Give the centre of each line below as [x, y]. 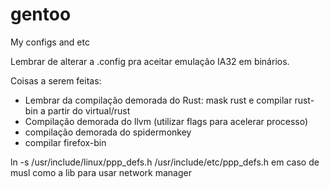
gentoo [41, 14]
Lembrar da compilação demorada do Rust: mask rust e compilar [158, 100]
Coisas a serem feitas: [56, 80]
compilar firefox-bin [65, 142]
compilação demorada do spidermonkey [108, 132]
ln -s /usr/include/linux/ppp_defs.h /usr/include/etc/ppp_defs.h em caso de [165, 162]
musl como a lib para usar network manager [101, 172]
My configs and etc [50, 42]
